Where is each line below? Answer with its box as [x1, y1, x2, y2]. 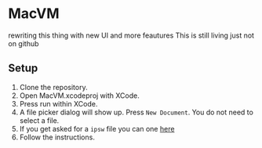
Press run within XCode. [19, 99, 98, 108]
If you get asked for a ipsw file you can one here [19, 124, 175, 133]
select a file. [19, 115, 60, 125]
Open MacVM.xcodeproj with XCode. [19, 91, 140, 100]
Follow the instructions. [19, 132, 96, 142]
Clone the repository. [19, 82, 88, 92]
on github [8, 38, 39, 48]
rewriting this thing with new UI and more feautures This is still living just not [8, 31, 255, 40]
